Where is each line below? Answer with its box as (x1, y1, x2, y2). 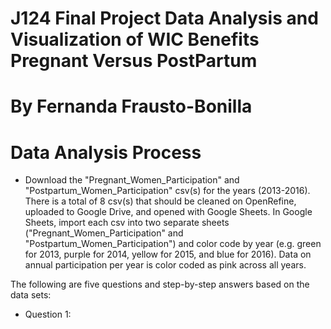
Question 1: (24, 308, 72, 321)
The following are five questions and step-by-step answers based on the (10, 278, 310, 291)
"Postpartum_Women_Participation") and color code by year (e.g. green (24, 238, 322, 250)
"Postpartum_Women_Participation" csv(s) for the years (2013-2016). (24, 185, 311, 197)
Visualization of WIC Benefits (10, 28, 260, 51)
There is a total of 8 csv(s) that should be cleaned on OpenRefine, (24, 195, 297, 207)
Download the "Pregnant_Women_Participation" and (24, 174, 240, 186)
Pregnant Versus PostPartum (10, 50, 258, 72)
